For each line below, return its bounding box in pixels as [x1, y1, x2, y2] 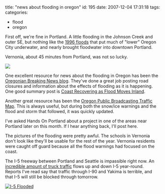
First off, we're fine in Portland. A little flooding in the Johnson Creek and [5, 34, 153, 39]
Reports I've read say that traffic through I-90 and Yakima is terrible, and [5, 169, 153, 174]
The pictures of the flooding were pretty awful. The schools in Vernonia [5, 133, 150, 139]
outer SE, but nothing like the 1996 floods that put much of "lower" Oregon [5, 39, 157, 45]
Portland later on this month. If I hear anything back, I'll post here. [5, 123, 138, 129]
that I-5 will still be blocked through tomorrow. [5, 174, 99, 180]
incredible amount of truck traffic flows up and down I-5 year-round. [5, 163, 144, 169]
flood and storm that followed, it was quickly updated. [5, 109, 114, 114]
